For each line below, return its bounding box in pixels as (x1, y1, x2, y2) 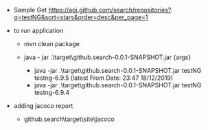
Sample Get (13, 6, 47, 14)
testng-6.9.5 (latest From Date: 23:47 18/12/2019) (34, 74, 174, 82)
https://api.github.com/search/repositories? (48, 6, 172, 14)
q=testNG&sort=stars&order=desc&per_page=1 (13, 13, 148, 21)
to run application (13, 27, 64, 34)
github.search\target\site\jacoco (23, 115, 115, 123)
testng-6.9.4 (34, 89, 70, 96)
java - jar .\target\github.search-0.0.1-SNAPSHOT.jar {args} (23, 53, 191, 61)
